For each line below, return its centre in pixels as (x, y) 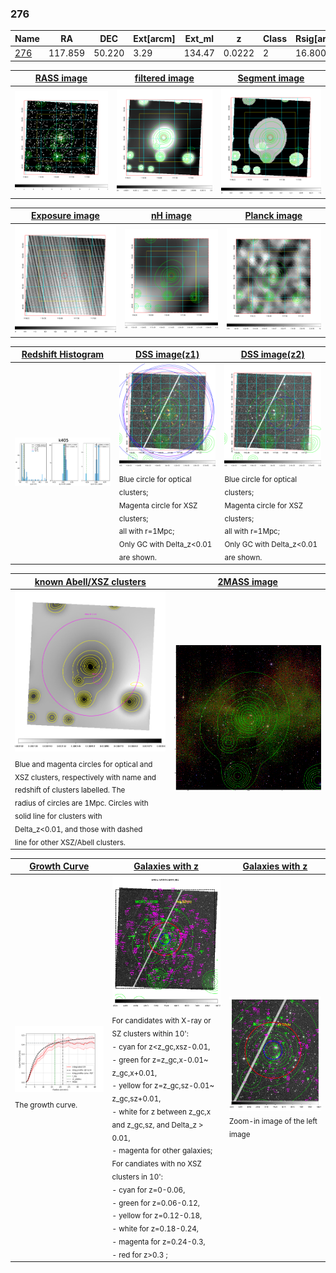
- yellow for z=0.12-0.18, (157, 1216)
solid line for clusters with (58, 816)
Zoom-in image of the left (273, 1121)
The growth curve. (46, 1105)
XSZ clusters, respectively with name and (85, 777)
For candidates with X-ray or (161, 1021)
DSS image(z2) (272, 354)
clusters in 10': (137, 1177)
